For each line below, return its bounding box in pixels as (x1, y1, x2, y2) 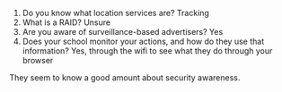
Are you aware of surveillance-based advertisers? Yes (22, 27, 224, 37)
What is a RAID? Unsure (22, 17, 110, 28)
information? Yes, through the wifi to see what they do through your (22, 46, 273, 56)
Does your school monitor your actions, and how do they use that (22, 36, 265, 46)
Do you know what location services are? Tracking (22, 8, 209, 18)
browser (22, 55, 54, 65)
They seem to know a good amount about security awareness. (9, 72, 241, 83)
